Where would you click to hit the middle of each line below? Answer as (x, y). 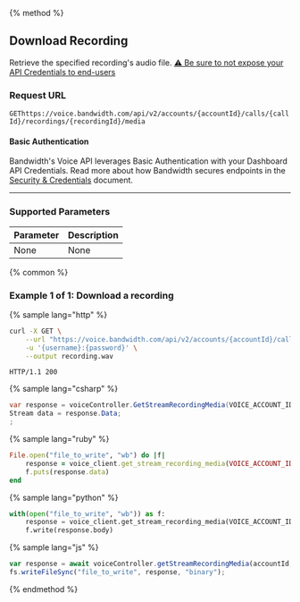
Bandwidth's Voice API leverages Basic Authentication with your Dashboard (149, 161)
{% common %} (39, 272)
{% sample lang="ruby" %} (59, 439)
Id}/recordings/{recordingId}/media (77, 122)
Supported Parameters (60, 212)
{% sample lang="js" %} (54, 547)
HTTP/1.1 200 (33, 372)
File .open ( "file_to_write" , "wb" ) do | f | (87, 455)
